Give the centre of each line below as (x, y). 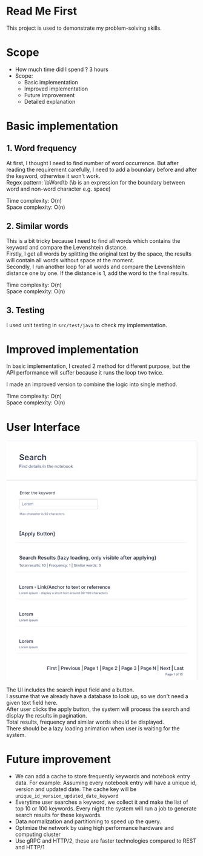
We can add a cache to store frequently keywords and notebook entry (102, 776)
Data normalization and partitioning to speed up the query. (88, 821)
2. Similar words (37, 226)
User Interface (43, 427)
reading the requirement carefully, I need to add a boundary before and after (102, 169)
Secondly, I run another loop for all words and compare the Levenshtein (96, 267)
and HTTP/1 (30, 848)
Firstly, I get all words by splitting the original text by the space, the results (99, 254)
